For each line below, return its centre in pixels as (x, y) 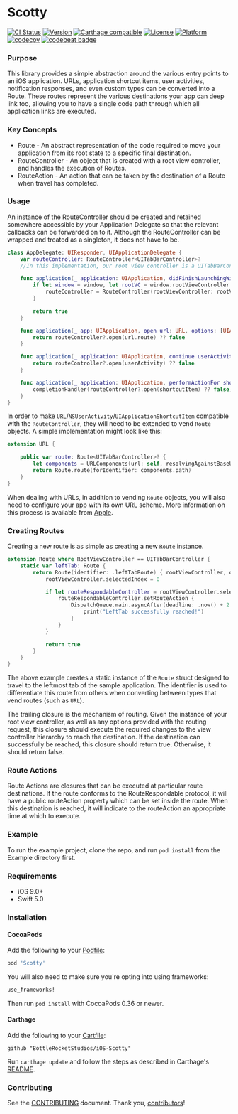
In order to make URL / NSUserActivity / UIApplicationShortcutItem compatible (118, 416)
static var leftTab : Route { (63, 566)
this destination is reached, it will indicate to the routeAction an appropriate (117, 808)
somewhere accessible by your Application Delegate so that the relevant (113, 224)
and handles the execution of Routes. (72, 168)
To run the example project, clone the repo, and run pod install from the (114, 850)
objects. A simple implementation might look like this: (85, 432)
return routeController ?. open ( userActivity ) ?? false (114, 363)
